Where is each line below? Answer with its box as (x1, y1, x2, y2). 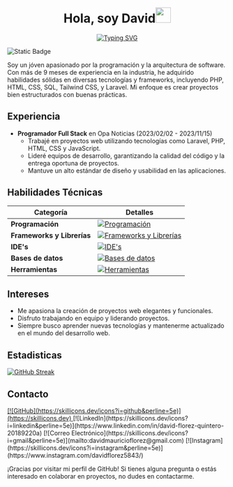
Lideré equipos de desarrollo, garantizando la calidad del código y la (27, 151, 225, 160)
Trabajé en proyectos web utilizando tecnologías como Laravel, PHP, (27, 136, 225, 145)
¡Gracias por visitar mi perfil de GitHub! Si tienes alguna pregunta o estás (7, 465, 217, 473)
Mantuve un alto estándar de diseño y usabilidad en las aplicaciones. (27, 166, 227, 175)
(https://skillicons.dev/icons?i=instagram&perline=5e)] (7, 444, 163, 452)
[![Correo (43, 429, 70, 437)
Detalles (125, 207, 153, 217)
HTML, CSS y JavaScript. (27, 144, 101, 152)
